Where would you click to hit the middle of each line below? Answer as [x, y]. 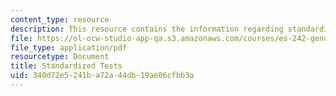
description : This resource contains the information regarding [147, 29]
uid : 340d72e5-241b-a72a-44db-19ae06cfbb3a [102, 76]
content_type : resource [60, 19]
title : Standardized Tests [66, 66]
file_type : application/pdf [69, 47]
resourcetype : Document [60, 57]
